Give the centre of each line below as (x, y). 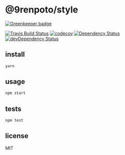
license (17, 136)
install (15, 54)
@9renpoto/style (42, 10)
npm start (16, 93)
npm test (14, 120)
